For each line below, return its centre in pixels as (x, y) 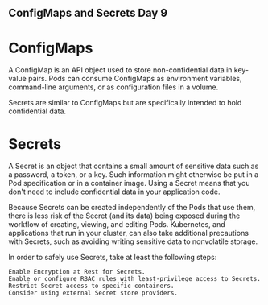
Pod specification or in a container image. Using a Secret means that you (130, 183)
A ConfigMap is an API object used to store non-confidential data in (120, 70)
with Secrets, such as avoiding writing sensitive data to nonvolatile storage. (133, 241)
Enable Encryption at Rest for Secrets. (77, 272)
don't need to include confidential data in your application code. (114, 192)
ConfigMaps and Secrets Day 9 (88, 13)
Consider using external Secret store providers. (93, 293)
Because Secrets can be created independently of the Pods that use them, (132, 208)
